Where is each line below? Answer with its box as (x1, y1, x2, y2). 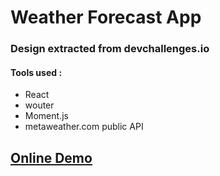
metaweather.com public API (24, 121, 144, 133)
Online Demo (10, 149, 93, 166)
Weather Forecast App (10, 6, 202, 29)
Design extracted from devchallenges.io (10, 42, 210, 56)
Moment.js (24, 110, 69, 122)
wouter (24, 99, 55, 111)
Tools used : (10, 66, 63, 78)
